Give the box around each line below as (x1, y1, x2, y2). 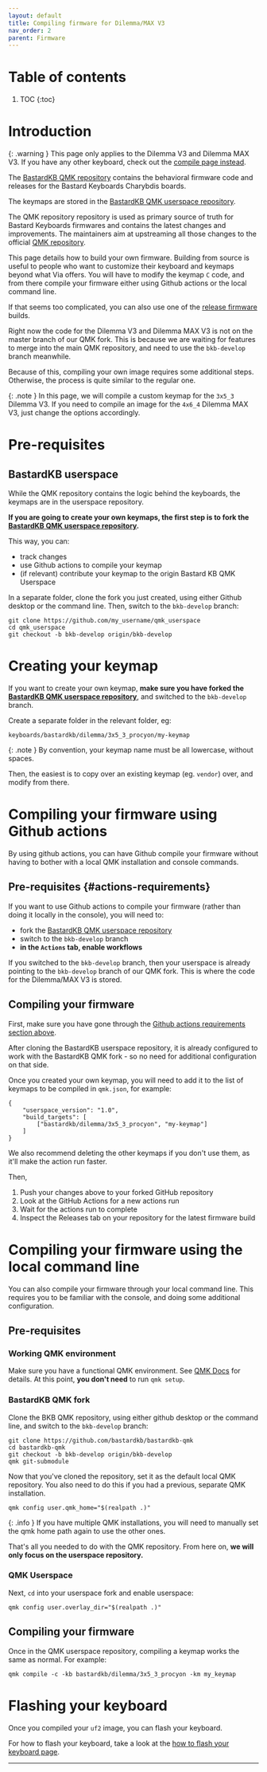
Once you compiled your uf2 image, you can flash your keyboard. (8, 1723, 222, 1732)
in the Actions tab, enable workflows (19, 942, 143, 952)
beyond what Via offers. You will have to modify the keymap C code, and (8, 270, 245, 280)
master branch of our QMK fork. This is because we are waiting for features (8, 335, 256, 344)
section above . (8, 1027, 57, 1037)
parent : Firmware (8, 33, 66, 42)
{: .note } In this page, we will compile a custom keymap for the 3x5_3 (8, 391, 234, 401)
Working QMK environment (8, 1348, 117, 1359)
